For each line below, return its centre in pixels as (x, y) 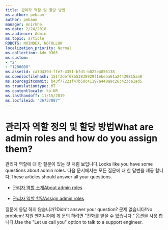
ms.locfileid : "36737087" (33, 100)
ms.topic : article (25, 39)
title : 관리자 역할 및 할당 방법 (35, 10)
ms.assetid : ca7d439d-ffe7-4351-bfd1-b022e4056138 (60, 72)
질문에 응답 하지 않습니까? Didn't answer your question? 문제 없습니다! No (79, 210)
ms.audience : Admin (26, 34)
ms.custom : (17, 57)
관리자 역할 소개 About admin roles (47, 188)
